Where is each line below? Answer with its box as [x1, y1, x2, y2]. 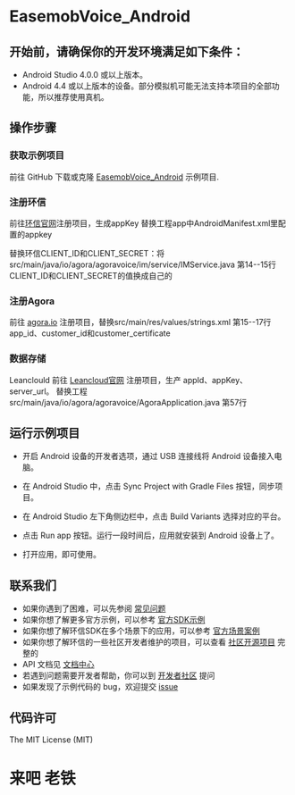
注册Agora [9, 295, 55, 307]
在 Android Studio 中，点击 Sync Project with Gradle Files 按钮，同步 [21, 481, 275, 492]
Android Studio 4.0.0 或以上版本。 [21, 70, 147, 79]
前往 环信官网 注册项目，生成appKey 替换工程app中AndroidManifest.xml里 [9, 217, 279, 229]
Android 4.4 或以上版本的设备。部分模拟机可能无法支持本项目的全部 [21, 80, 273, 91]
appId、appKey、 [182, 374, 249, 385]
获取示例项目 [9, 149, 65, 162]
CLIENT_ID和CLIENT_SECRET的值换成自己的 [9, 270, 173, 280]
